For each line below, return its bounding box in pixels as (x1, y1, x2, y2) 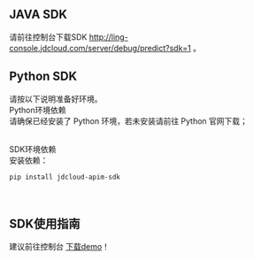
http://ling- (89, 31, 128, 42)
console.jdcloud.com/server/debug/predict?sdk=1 (9, 42, 192, 53)
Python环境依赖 (9, 104, 66, 115)
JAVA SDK (9, 7, 68, 22)
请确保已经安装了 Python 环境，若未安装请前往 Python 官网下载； (9, 115, 248, 126)
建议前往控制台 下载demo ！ (9, 241, 111, 252)
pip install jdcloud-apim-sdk (9, 172, 121, 181)
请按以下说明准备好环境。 (9, 93, 103, 104)
